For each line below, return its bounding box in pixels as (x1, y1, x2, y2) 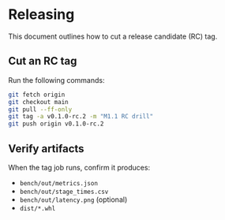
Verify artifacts (8, 142, 84, 155)
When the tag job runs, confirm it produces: (8, 162, 151, 172)
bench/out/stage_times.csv (19, 188, 109, 196)
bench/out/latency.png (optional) (19, 195, 128, 204)
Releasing (8, 6, 75, 24)
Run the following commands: (8, 75, 105, 84)
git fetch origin (8, 91, 66, 99)
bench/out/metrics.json (19, 179, 99, 187)
